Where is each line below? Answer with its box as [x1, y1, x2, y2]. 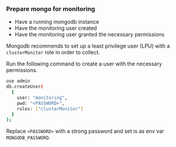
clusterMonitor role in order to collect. [6, 49, 100, 56]
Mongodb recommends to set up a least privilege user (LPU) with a [6, 42, 170, 49]
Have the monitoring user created [14, 24, 97, 32]
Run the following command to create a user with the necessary [6, 60, 162, 67]
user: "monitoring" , [17, 95, 68, 101]
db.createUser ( [6, 84, 44, 90]
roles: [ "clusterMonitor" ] [17, 106, 84, 112]
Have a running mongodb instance [14, 18, 100, 26]
